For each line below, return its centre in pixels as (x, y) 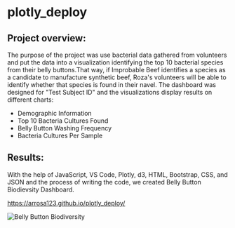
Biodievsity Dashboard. (41, 189)
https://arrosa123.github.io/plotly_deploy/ (66, 203)
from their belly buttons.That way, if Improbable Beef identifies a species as (116, 70)
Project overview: (47, 38)
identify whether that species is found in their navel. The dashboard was (112, 85)
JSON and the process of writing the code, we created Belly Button (104, 182)
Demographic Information (55, 113)
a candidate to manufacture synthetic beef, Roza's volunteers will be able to (117, 77)
